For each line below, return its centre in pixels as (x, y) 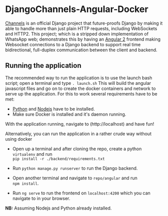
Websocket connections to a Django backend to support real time (73, 44)
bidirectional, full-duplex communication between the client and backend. (81, 50)
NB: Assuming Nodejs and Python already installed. (58, 208)
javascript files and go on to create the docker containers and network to (80, 88)
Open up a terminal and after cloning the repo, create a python (77, 149)
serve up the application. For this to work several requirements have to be (81, 93)
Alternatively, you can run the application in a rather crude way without (78, 134)
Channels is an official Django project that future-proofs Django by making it (84, 23)
